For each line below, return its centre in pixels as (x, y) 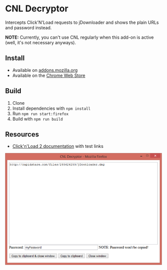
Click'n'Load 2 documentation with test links (58, 146)
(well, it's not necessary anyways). (41, 42)
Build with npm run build (38, 119)
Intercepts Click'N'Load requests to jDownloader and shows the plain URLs (82, 22)
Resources (22, 134)
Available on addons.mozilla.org (45, 70)
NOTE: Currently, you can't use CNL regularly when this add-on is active (80, 37)
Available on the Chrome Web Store (49, 75)
